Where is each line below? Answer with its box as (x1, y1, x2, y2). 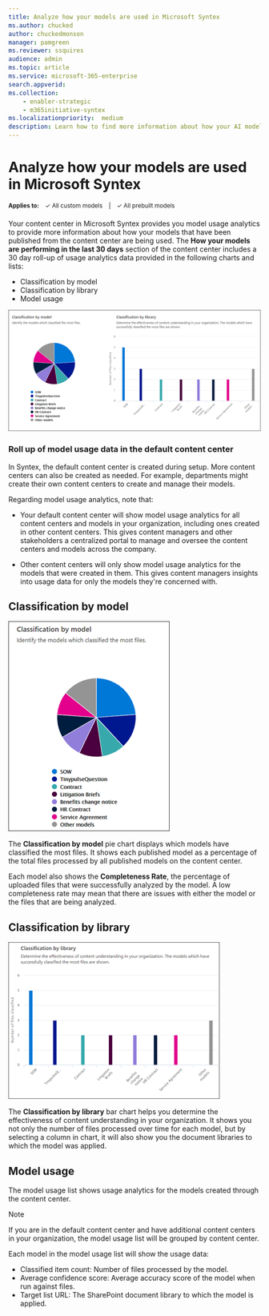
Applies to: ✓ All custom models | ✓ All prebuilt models (8, 201, 175, 210)
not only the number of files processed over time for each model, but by (8, 1124, 246, 1133)
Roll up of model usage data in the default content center (8, 444, 234, 455)
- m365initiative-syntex (22, 106, 106, 114)
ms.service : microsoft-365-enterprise (8, 72, 138, 80)
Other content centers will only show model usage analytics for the (19, 559, 242, 569)
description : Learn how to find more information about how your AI (8, 123, 242, 131)
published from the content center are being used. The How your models (8, 235, 251, 245)
